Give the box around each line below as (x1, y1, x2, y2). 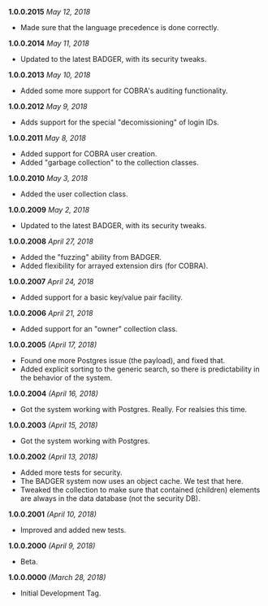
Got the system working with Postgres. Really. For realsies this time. (19, 405, 248, 414)
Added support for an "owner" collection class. (19, 324, 178, 333)
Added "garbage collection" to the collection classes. (19, 158, 199, 167)
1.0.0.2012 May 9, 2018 (8, 102, 88, 111)
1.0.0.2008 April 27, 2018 (8, 236, 93, 246)
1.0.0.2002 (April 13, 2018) (8, 452, 99, 461)
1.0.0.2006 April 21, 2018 (8, 309, 93, 318)
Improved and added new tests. (19, 525, 127, 534)
